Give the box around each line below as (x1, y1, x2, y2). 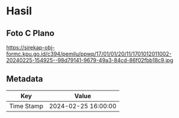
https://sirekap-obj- (6, 44, 55, 51)
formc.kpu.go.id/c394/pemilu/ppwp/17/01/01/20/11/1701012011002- (6, 50, 172, 58)
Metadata (6, 74, 43, 84)
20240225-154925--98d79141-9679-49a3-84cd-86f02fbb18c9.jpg (6, 57, 174, 63)
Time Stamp (9, 102, 44, 110)
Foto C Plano (6, 28, 55, 38)
